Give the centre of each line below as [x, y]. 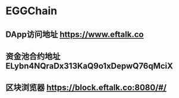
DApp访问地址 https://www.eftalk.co [75, 34]
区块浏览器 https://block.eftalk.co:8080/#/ [86, 88]
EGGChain [32, 11]
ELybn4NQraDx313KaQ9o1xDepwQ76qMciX [89, 66]
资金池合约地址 [33, 56]
